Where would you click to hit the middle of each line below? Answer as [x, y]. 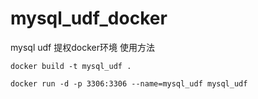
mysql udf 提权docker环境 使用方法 [82, 47]
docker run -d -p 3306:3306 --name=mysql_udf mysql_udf [129, 83]
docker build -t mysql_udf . [71, 66]
